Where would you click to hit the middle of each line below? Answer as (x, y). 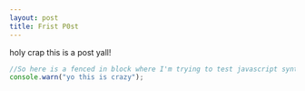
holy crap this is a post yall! (60, 52)
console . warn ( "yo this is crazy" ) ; (77, 77)
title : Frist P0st (44, 26)
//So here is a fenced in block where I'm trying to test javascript (144, 69)
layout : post (34, 18)
